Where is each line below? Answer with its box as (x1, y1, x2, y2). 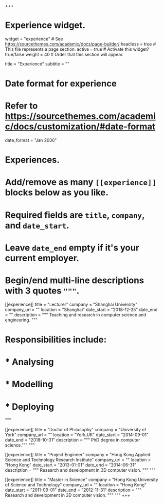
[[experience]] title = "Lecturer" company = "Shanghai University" (5, 301, 138, 307)
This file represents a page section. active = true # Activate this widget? (5, 46, 149, 52)
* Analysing (5, 356, 54, 368)
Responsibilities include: (5, 334, 107, 345)
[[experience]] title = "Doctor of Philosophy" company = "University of (5, 427, 146, 433)
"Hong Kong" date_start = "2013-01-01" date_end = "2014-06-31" (5, 462, 137, 468)
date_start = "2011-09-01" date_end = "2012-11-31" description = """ (5, 487, 142, 493)
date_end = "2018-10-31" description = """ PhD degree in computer (5, 437, 140, 443)
